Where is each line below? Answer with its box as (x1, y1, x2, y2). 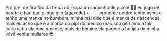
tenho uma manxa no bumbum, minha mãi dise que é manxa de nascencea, (5, 15, 161, 21)
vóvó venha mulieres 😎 (5, 31, 54, 37)
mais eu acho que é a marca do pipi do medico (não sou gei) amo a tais (5, 20, 153, 26)
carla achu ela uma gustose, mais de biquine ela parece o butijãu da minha (5, 26, 159, 32)
